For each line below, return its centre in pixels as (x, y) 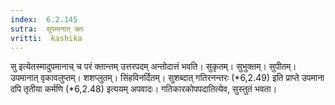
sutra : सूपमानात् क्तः (47, 29)
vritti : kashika (46, 38)
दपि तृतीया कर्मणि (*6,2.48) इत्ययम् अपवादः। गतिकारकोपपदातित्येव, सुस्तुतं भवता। (144, 89)
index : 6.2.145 (44, 19)
